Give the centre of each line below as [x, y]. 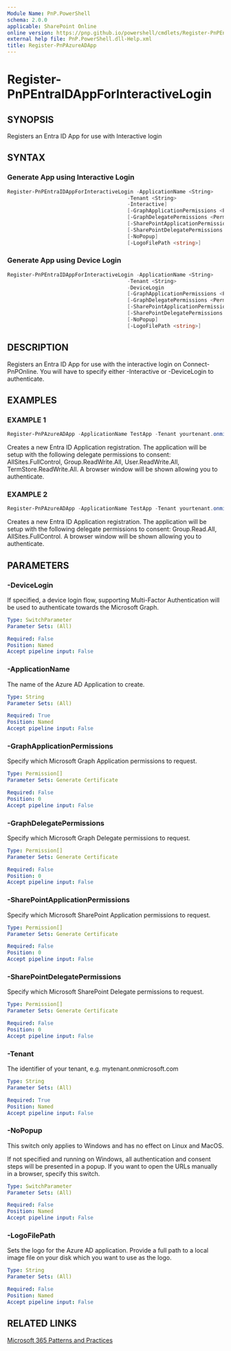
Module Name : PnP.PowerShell [49, 13]
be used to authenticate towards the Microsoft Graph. [83, 607]
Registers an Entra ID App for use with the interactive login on [94, 364]
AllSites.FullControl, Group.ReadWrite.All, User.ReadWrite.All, [93, 462]
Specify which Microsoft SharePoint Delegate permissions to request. [106, 992]
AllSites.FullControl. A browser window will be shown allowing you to [104, 536]
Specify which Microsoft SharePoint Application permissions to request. [109, 915]
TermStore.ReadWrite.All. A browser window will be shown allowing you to [112, 470]
